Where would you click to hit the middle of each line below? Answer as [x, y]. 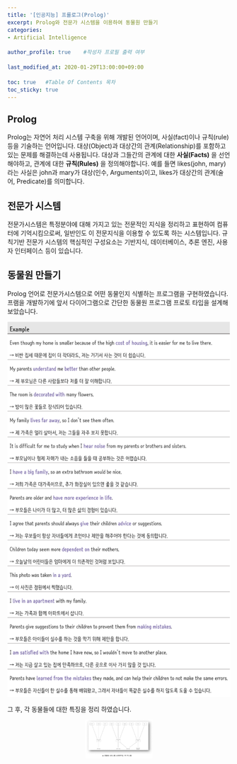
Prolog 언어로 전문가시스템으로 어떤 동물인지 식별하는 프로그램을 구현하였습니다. [118, 293]
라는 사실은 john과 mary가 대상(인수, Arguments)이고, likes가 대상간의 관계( [113, 173]
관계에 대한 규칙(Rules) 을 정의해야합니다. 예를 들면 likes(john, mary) [130, 164]
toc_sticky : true [33, 90]
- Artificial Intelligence [47, 38]
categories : [25, 30]
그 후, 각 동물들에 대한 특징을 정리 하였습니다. [70, 709]
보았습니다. [23, 311]
